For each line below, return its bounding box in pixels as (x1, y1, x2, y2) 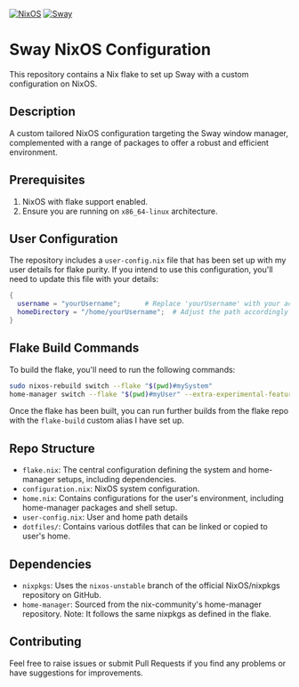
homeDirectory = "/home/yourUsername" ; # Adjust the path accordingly (17, 308, 289, 317)
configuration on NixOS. (9, 78, 98, 89)
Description (9, 104, 76, 119)
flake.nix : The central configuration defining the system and (21, 465, 246, 475)
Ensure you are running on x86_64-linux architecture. (21, 206, 218, 216)
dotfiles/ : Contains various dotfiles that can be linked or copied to (21, 521, 269, 532)
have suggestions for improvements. (9, 667, 144, 678)
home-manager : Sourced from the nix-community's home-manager (21, 599, 263, 610)
